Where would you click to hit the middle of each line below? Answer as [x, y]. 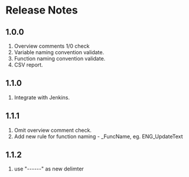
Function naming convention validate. [60, 59]
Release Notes [42, 10]
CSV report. [28, 65]
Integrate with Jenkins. [42, 97]
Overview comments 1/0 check [52, 46]
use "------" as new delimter [49, 169]
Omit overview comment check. [53, 130]
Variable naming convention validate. [59, 52]
